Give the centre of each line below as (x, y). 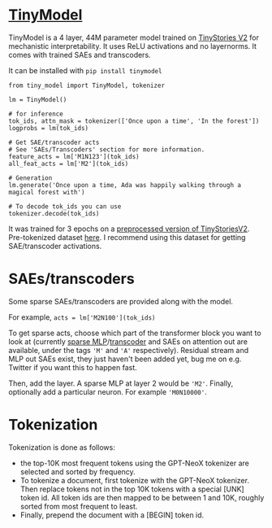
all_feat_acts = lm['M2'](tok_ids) (69, 164)
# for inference (36, 114)
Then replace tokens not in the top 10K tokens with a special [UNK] (132, 489)
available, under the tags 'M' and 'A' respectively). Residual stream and (129, 350)
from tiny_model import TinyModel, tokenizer (86, 85)
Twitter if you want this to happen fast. (73, 367)
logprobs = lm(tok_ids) (49, 128)
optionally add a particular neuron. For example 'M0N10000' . (108, 391)
